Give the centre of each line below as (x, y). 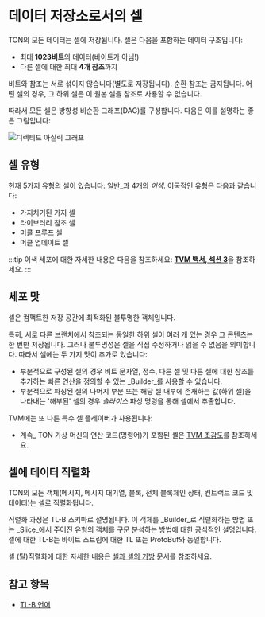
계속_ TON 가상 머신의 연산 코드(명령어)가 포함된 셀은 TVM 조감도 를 (125, 435)
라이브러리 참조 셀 (47, 222)
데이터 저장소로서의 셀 (75, 16)
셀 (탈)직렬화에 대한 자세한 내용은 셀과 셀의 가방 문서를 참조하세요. (110, 556)
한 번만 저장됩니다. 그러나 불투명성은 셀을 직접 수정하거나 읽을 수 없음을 (118, 344)
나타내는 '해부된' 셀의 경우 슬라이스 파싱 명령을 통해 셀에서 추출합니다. (128, 401)
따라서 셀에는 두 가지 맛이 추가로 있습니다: (83, 354)
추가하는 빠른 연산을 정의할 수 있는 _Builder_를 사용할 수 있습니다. (121, 381)
